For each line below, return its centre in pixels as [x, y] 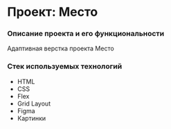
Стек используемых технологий [65, 66]
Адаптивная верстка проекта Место [61, 48]
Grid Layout [34, 103]
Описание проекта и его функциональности [86, 34]
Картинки [31, 118]
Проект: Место [53, 12]
